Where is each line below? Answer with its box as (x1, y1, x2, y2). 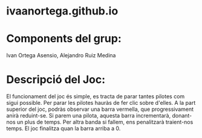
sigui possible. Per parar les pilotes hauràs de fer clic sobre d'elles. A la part (6, 99, 196, 107)
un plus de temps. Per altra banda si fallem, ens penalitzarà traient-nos (16, 119, 194, 126)
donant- (172, 112, 192, 119)
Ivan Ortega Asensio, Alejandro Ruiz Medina (6, 52, 116, 59)
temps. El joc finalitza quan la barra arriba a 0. (6, 125, 121, 132)
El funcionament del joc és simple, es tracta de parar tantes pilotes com (6, 93, 185, 100)
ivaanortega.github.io (6, 4, 119, 18)
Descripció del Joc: (6, 73, 106, 87)
